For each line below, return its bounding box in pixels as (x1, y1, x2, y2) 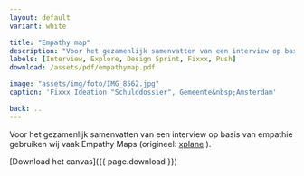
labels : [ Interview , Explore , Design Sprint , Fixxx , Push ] (9, 55, 237, 64)
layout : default (9, 13, 71, 23)
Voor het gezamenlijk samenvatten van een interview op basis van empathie (9, 128, 293, 140)
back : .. (9, 104, 43, 113)
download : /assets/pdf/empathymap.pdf (9, 63, 156, 72)
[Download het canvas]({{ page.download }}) (9, 155, 178, 167)
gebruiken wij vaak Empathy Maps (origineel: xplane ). (9, 138, 212, 149)
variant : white (9, 22, 67, 31)
